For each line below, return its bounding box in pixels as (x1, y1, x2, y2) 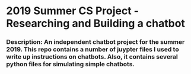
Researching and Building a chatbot (6, 17, 186, 30)
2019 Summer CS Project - (6, 4, 139, 18)
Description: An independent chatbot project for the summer (6, 38, 185, 46)
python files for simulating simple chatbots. (6, 60, 135, 69)
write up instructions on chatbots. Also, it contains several (6, 53, 178, 61)
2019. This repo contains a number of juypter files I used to (6, 46, 179, 54)
